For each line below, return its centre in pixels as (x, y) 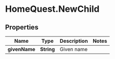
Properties (22, 27)
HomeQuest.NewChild (52, 9)
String (48, 49)
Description (74, 41)
